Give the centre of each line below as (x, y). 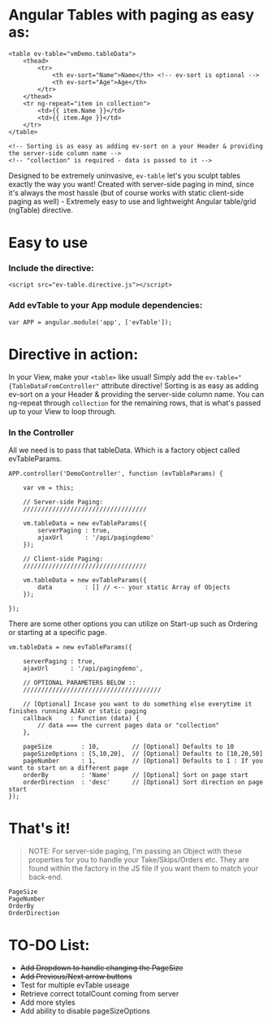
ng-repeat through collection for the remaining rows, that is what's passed (135, 403)
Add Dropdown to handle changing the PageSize (102, 967)
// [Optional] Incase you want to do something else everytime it (138, 704)
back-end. (45, 877)
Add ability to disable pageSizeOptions (85, 1011)
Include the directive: (52, 268)
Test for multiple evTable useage (75, 985)
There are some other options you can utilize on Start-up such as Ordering (133, 624)
